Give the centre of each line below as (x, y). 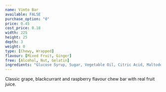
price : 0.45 (17, 23)
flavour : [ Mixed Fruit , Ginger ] (38, 56)
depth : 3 (14, 42)
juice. (11, 84)
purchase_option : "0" (27, 19)
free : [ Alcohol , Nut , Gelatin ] (37, 60)
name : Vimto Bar (22, 10)
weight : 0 (15, 46)
